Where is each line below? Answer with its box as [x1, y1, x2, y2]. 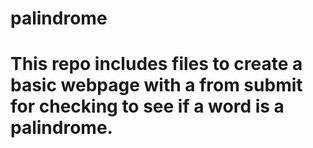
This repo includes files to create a [10, 53, 303, 76]
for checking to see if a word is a [10, 95, 285, 118]
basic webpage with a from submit [10, 74, 303, 97]
